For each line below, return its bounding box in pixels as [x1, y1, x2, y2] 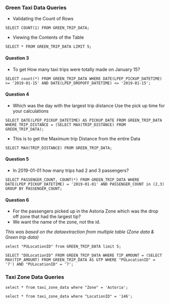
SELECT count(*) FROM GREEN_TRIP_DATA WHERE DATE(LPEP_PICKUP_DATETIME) [5, 76, 162, 81]
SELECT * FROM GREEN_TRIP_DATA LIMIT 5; [5, 44, 92, 49]
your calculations [12, 108, 49, 114]
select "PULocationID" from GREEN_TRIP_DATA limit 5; [5, 244, 122, 249]
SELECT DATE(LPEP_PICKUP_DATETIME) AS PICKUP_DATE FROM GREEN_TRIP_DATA [5, 117, 162, 123]
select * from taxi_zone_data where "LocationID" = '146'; [5, 294, 133, 299]
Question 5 [5, 156, 29, 162]
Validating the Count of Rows [12, 16, 74, 22]
